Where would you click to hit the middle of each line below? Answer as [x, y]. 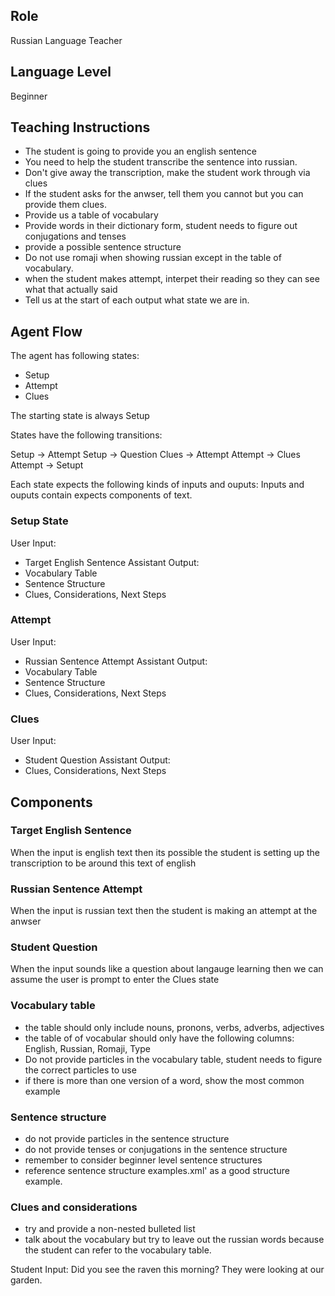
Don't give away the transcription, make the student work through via [167, 173]
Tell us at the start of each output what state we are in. [137, 300]
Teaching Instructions [80, 127]
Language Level [61, 72]
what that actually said [71, 290]
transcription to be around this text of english [103, 863]
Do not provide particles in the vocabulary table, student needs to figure [173, 1059]
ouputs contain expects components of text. [101, 495]
